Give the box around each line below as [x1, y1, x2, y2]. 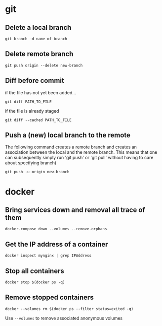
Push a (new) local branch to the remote [5, 131, 131, 139]
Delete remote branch [5, 50, 74, 58]
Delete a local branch [5, 23, 72, 32]
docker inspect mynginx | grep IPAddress [5, 253, 92, 259]
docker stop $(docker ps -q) [5, 280, 65, 285]
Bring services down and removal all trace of [5, 206, 146, 214]
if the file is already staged [5, 108, 59, 114]
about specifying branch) [5, 160, 57, 166]
